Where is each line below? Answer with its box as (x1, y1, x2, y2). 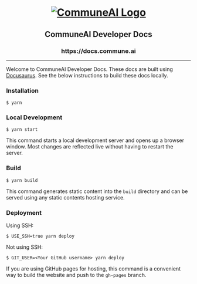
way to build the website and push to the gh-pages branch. (6, 272, 147, 279)
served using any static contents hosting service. (6, 194, 125, 201)
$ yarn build (6, 177, 38, 183)
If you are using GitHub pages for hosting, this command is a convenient (6, 265, 181, 272)
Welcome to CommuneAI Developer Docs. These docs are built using (6, 65, 173, 73)
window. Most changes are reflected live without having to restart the (6, 143, 174, 150)
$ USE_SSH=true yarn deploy (6, 234, 75, 239)
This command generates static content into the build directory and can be (6, 188, 188, 195)
